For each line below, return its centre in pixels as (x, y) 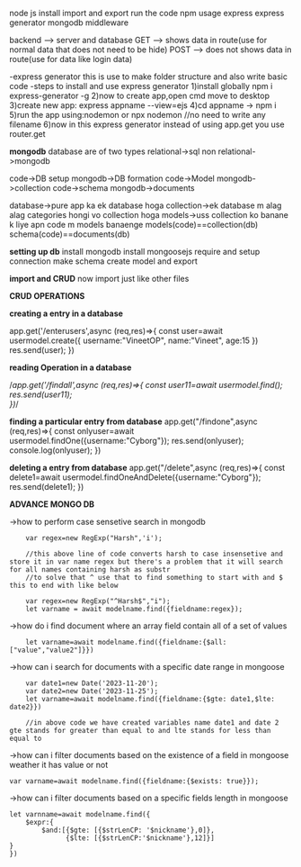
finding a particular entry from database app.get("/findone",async (133, 421)
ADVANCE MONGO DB (52, 504)
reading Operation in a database (71, 367)
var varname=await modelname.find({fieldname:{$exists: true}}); (134, 781)
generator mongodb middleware (69, 23)
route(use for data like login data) (71, 59)
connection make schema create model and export (103, 261)
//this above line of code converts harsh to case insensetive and (154, 554)
